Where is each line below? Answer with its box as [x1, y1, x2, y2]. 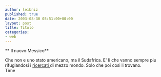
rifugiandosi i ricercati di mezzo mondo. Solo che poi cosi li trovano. [5, 62, 141, 68]
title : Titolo [5, 25, 34, 30]
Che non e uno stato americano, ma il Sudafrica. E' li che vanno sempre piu [5, 57, 157, 63]
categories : [5, 30, 29, 35]
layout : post [5, 20, 32, 26]
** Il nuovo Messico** [5, 47, 49, 54]
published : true [5, 12, 38, 17]
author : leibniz [5, 7, 38, 12]
